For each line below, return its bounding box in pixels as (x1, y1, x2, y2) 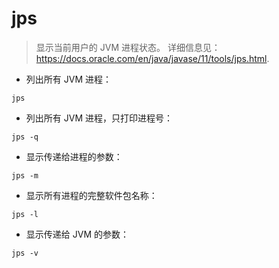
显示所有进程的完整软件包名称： (25, 189, 158, 201)
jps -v (11, 248, 39, 258)
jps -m (11, 170, 39, 181)
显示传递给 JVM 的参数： (25, 228, 129, 240)
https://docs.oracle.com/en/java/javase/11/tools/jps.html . (35, 52, 270, 64)
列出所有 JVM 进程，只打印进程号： (25, 112, 173, 124)
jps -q (11, 132, 39, 142)
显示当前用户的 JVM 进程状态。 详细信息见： (35, 41, 221, 53)
